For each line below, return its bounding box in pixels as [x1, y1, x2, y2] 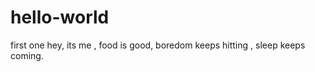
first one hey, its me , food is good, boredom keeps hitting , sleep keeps [10, 39, 306, 51]
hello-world [10, 6, 110, 29]
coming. [10, 49, 44, 61]
